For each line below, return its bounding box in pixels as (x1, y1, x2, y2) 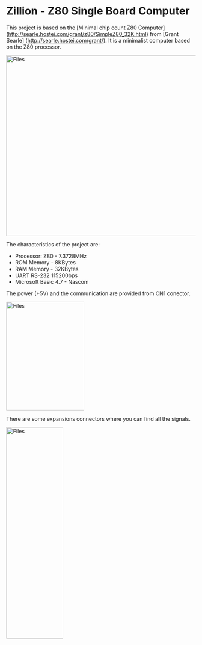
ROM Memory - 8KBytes (14, 258, 76, 266)
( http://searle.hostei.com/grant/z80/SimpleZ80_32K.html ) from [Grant (6, 30, 179, 37)
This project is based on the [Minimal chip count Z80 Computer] (6, 24, 165, 31)
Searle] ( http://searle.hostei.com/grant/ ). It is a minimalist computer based (6, 37, 191, 44)
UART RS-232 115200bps (14, 272, 78, 279)
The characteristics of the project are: (6, 240, 100, 248)
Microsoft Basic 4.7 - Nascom (14, 278, 89, 285)
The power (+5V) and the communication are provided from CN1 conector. (6, 290, 191, 297)
